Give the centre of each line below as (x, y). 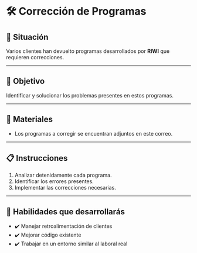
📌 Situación (27, 37)
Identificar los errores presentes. (54, 181)
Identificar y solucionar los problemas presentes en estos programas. (90, 95)
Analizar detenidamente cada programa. (63, 175)
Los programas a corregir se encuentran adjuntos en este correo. (94, 133)
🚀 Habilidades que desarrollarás (65, 212)
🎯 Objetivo (26, 81)
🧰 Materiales (29, 119)
